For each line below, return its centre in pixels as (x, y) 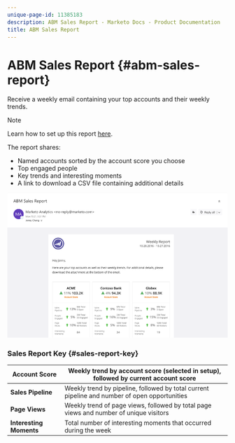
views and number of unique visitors (116, 413)
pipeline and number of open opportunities (126, 396)
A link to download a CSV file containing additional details (100, 183)
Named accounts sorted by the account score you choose (101, 161)
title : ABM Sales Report (43, 29)
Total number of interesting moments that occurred (138, 423)
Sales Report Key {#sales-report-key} (73, 353)
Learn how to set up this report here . (60, 134)
